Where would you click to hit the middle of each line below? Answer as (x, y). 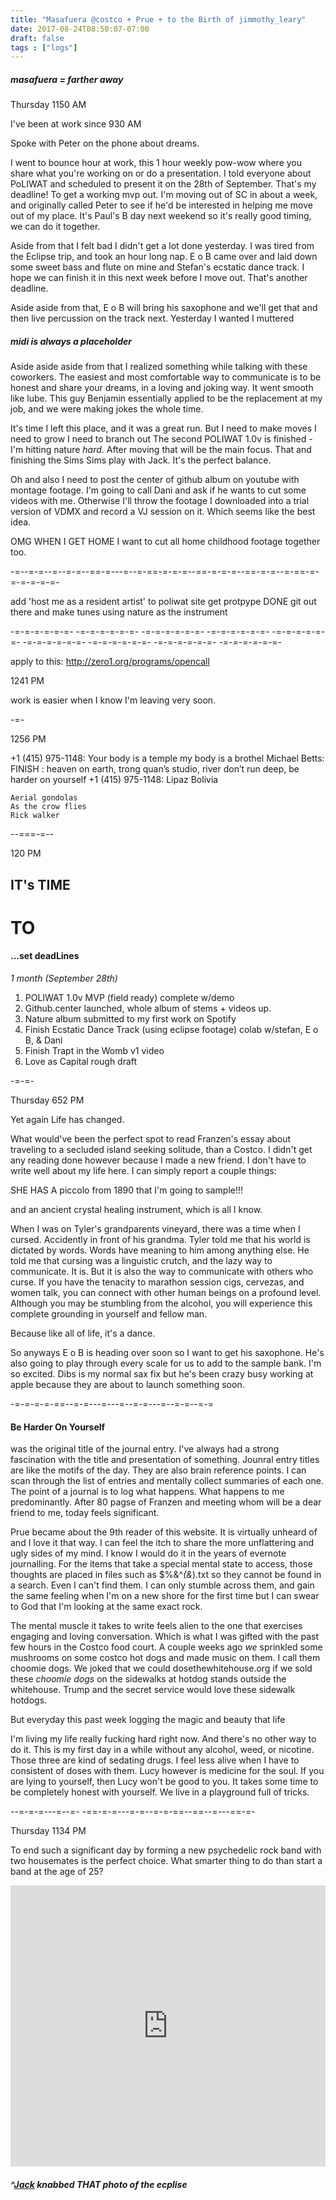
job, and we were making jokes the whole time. (107, 409)
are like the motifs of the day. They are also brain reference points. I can (158, 1470)
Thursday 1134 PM (48, 1831)
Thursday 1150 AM (48, 105)
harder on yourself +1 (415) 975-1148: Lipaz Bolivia (114, 780)
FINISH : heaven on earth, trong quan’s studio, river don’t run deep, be (155, 769)
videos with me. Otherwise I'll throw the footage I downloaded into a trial (160, 501)
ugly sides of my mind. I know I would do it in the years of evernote (148, 1553)
